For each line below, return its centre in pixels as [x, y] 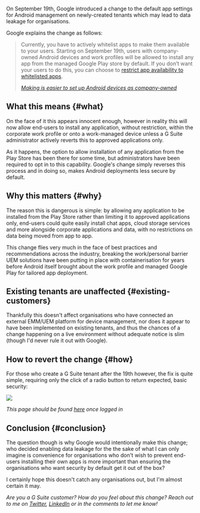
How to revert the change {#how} [70, 359]
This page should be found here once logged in [65, 410]
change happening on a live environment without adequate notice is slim [95, 334]
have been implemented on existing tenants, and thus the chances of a [93, 328]
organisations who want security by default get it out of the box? [86, 468]
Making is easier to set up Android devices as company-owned [99, 88]
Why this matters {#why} [54, 196]
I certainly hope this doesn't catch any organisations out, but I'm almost [94, 480]
